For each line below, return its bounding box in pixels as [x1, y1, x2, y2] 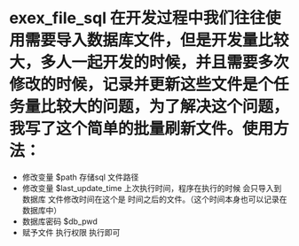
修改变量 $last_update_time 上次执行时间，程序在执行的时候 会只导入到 [21, 182, 282, 193]
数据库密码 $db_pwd [21, 216, 98, 227]
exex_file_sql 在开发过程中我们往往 [9, 8, 266, 28]
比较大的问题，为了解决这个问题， [40, 96, 290, 117]
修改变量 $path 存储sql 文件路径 [21, 172, 139, 182]
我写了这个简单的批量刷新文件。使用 [9, 119, 274, 139]
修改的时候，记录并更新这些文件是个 [9, 74, 274, 95]
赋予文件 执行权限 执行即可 [21, 227, 121, 237]
